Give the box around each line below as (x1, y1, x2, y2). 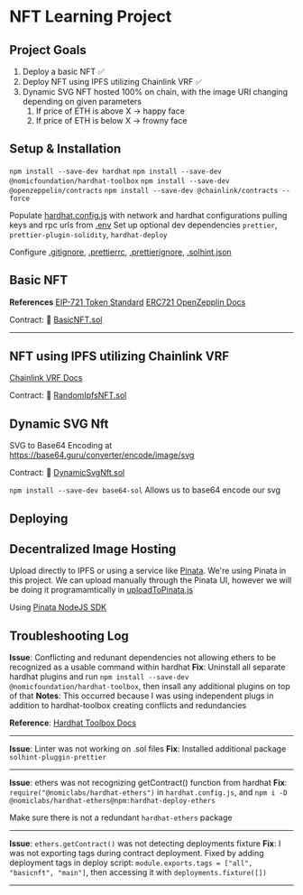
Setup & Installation (9, 142, 122, 157)
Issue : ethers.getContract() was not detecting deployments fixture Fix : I (9, 838, 281, 849)
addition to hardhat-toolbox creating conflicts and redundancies (9, 700, 247, 711)
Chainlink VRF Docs (9, 373, 83, 383)
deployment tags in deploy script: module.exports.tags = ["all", (9, 857, 253, 868)
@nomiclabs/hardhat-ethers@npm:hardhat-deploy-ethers (9, 797, 216, 806)
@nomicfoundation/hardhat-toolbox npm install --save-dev (9, 176, 230, 186)
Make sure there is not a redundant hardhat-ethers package (9, 812, 233, 823)
